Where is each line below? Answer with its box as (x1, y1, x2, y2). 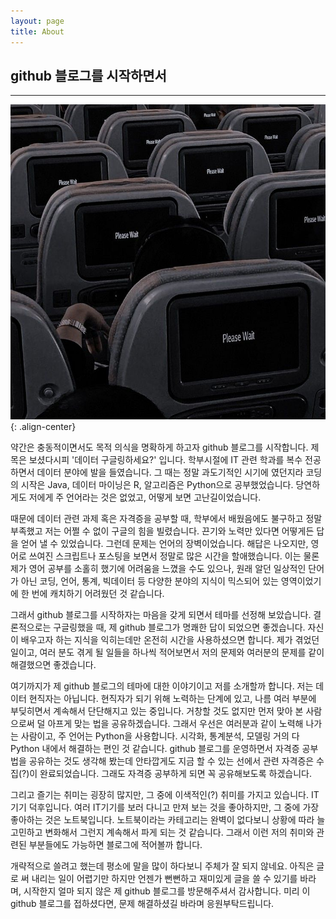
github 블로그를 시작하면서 (10, 67, 167, 84)
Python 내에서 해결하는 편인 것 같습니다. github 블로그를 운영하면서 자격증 (10, 743, 300, 755)
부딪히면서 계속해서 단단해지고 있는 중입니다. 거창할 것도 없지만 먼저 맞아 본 (10, 705, 304, 717)
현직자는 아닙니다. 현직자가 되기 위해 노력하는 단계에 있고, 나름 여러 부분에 (28, 693, 317, 705)
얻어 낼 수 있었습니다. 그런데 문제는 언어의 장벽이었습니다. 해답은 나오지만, (20, 538, 309, 550)
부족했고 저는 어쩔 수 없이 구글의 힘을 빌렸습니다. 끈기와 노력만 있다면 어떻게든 (10, 525, 315, 537)
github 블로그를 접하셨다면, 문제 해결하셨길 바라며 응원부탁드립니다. (10, 898, 275, 910)
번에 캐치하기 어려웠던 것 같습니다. (31, 588, 165, 600)
